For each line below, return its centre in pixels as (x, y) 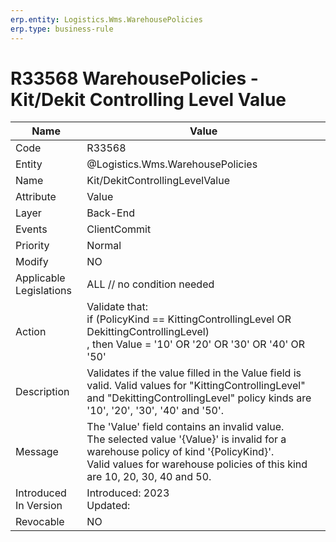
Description (42, 392)
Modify (32, 262)
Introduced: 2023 (128, 493)
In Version (39, 506)
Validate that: (117, 307)
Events (31, 229)
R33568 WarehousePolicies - (134, 78)
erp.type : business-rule (62, 29)
